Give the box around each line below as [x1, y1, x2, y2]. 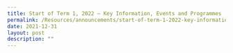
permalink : [7, 17, 39, 23]
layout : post [7, 29, 45, 36]
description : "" [7, 36, 54, 43]
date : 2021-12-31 [7, 23, 58, 30]
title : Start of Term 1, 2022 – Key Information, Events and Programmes [7, 10, 222, 17]
